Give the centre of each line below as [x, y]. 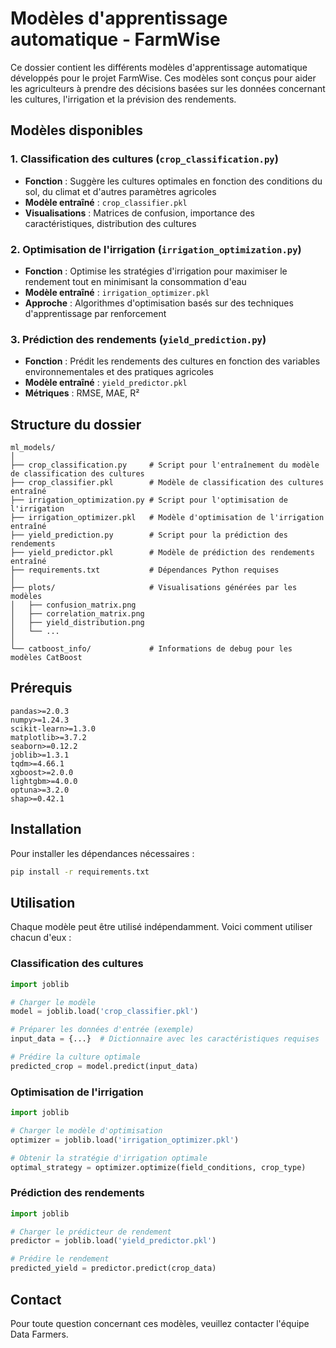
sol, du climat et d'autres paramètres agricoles [120, 191]
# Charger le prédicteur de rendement [91, 1232]
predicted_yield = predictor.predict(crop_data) [113, 1268]
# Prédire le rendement [60, 1259]
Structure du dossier [76, 424]
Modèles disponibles [76, 130]
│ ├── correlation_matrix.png [77, 614]
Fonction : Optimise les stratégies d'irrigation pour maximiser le [156, 271]
